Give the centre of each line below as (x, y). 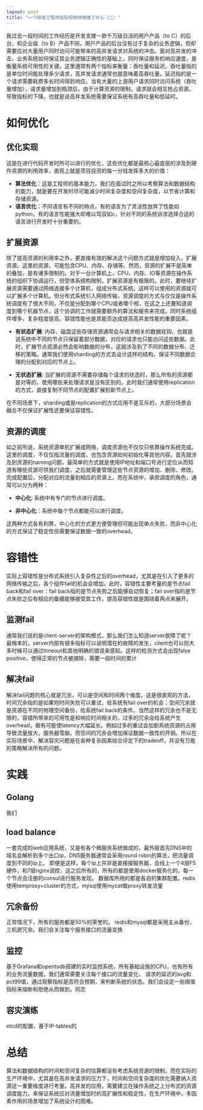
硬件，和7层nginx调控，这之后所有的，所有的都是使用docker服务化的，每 (97, 870)
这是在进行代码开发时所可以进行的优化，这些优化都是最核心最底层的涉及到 (99, 163)
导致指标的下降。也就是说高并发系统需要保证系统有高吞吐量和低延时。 (94, 96)
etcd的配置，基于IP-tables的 (41, 1026)
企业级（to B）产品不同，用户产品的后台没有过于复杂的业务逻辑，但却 (109, 43)
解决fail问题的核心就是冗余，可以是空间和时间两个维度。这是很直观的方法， (100, 695)
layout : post (23, 12)
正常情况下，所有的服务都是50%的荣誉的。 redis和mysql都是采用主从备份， (101, 922)
